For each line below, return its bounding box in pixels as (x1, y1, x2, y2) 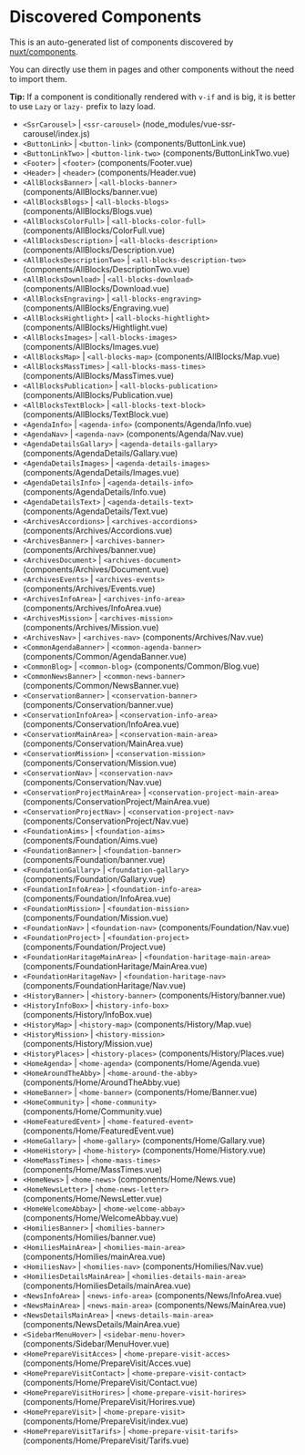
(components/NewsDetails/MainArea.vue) (22, 1318, 180, 1329)
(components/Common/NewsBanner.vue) (22, 680, 179, 691)
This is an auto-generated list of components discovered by (9, 36, 234, 47)
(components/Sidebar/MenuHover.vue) (22, 1337, 170, 1349)
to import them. (9, 73, 67, 84)
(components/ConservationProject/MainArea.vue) (22, 795, 211, 807)
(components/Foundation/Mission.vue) (22, 912, 168, 923)
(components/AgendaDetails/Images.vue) (22, 466, 180, 477)
